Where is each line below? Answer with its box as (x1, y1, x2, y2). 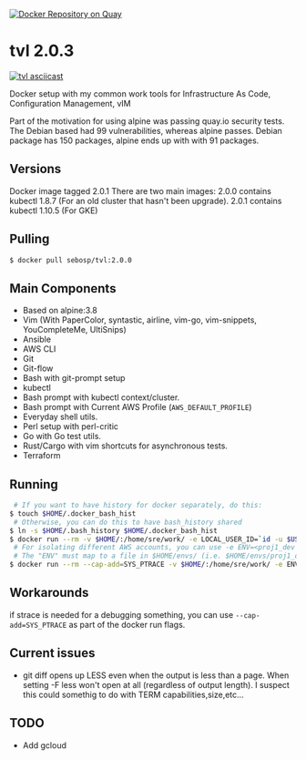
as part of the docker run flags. (68, 619, 186, 630)
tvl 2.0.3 (9, 41, 75, 61)
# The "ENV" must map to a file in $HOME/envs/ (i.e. (13, 551, 222, 560)
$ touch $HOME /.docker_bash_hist (9, 508, 137, 519)
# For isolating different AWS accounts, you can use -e (13, 543, 234, 552)
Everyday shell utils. (22, 411, 98, 423)
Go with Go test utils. (22, 431, 102, 442)
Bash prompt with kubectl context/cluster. (22, 392, 180, 403)
